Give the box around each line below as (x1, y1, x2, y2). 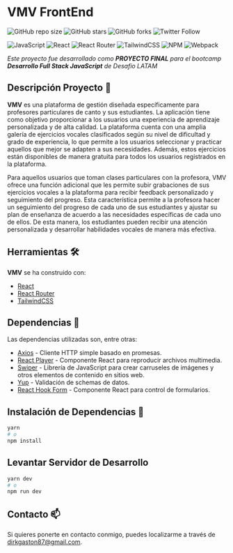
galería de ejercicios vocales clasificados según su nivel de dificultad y (7, 130, 211, 138)
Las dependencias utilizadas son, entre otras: (7, 335, 138, 344)
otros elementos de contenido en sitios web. (17, 371, 145, 379)
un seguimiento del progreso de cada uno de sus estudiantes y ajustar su (7, 203, 218, 211)
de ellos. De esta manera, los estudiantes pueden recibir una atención (7, 218, 207, 226)
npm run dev (7, 488, 42, 495)
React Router (17, 289, 55, 297)
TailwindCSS (17, 296, 54, 305)
